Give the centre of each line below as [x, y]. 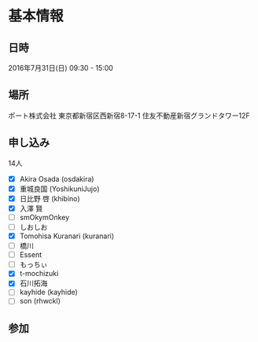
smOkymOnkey [44, 217]
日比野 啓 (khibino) [50, 198]
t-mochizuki [39, 274]
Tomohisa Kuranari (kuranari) [67, 236]
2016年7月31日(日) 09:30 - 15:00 [61, 68]
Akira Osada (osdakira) [57, 178]
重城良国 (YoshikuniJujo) [59, 189]
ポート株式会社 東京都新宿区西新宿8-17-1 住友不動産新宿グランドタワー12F [129, 116]
